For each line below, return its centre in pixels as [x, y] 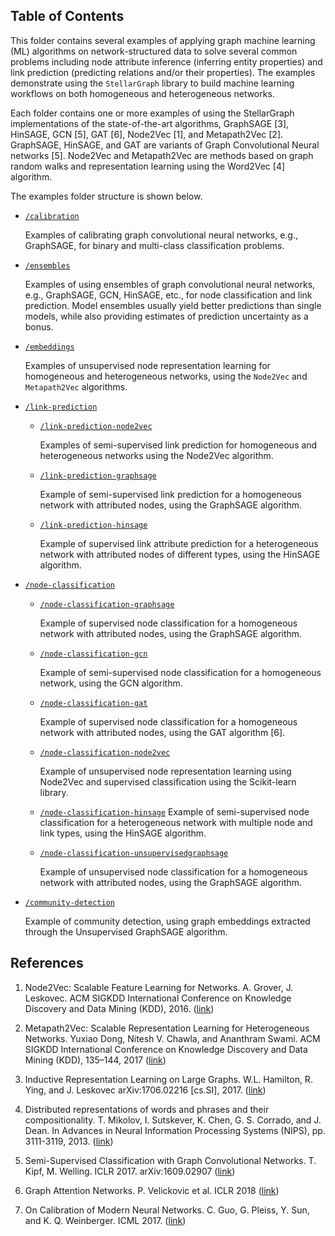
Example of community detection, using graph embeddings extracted [167, 921]
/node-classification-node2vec [105, 752]
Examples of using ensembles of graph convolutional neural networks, [170, 284]
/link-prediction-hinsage [93, 525]
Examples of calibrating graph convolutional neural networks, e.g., [161, 235]
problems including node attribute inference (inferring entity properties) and [166, 61]
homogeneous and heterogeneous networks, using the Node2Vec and [166, 376]
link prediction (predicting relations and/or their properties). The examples [163, 72]
